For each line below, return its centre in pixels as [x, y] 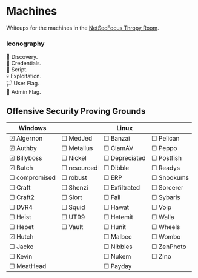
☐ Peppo [164, 148]
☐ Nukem [117, 257]
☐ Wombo [166, 237]
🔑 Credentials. [24, 63]
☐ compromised [32, 178]
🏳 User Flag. [23, 84]
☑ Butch [21, 168]
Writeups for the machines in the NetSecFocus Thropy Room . [83, 28]
